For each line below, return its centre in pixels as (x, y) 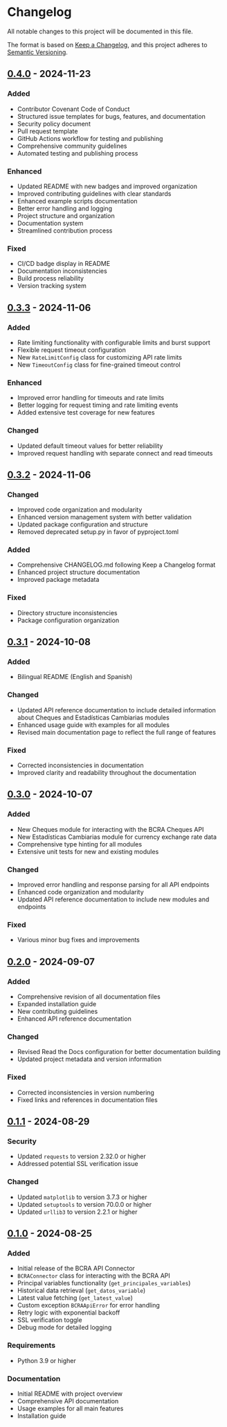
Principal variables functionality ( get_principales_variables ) (104, 1283)
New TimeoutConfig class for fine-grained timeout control (99, 365)
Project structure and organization (66, 215)
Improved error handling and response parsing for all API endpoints (113, 885)
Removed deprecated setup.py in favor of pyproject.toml (98, 532)
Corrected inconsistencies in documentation (80, 765)
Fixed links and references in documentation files (87, 1100)
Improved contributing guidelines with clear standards (94, 193)
